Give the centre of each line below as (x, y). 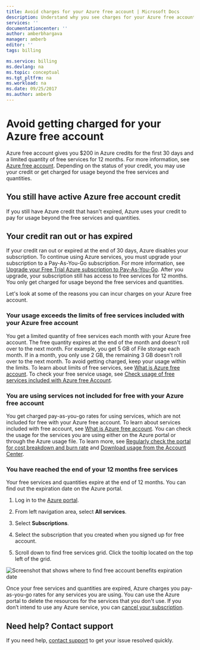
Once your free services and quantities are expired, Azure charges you (93, 588)
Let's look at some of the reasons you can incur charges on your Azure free (99, 294)
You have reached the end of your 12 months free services (92, 469)
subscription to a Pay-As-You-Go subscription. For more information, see (96, 263)
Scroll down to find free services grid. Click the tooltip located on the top (104, 553)
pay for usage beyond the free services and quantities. (74, 217)
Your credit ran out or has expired (69, 237)
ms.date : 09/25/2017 (32, 89)
